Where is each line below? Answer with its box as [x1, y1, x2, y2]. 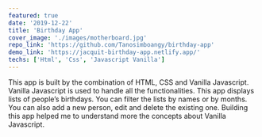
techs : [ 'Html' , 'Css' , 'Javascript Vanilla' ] [8, 56, 165, 64]
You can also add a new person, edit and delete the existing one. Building [8, 102, 249, 112]
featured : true [8, 11, 59, 20]
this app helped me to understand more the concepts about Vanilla [8, 111, 226, 120]
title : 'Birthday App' [8, 26, 83, 34]
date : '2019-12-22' [8, 19, 73, 27]
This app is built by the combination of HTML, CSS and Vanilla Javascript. [8, 77, 249, 87]
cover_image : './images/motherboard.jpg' [8, 33, 148, 42]
